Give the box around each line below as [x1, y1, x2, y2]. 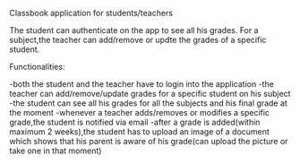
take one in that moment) [9, 145, 102, 156]
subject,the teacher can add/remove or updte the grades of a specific [9, 35, 267, 45]
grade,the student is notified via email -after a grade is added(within [9, 117, 261, 127]
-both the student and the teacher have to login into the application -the [9, 79, 275, 89]
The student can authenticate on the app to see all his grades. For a [9, 25, 259, 35]
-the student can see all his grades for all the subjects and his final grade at [9, 98, 288, 108]
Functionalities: [9, 62, 65, 72]
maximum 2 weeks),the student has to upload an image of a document [9, 126, 270, 137]
